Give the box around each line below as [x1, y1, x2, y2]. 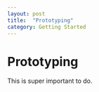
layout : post [7, 10, 46, 18]
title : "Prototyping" [7, 17, 74, 24]
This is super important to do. [7, 77, 93, 85]
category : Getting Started [7, 23, 86, 30]
